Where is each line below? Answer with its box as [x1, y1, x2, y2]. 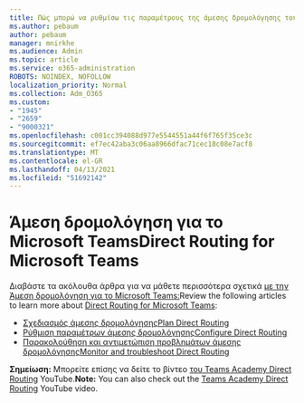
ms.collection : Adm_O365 [9, 89, 103, 98]
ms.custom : [9, 97, 51, 107]
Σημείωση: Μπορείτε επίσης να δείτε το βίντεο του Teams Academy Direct [9, 364, 292, 375]
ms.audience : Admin [9, 47, 83, 56]
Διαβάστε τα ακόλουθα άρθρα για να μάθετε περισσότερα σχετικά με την [9, 281, 290, 292]
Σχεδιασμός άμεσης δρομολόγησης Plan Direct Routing [22, 318, 230, 329]
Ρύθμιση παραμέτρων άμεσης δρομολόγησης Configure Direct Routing [22, 327, 288, 338]
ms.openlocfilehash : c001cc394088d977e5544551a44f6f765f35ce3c [9, 131, 253, 140]
